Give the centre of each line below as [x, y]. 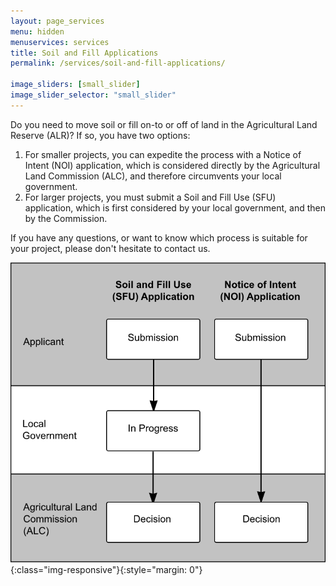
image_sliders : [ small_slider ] [75, 85]
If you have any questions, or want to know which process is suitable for [159, 237]
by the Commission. [66, 218]
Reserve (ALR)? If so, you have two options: [100, 135]
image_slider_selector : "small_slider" [93, 95]
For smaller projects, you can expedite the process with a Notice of [163, 154]
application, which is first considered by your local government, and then [175, 207]
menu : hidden [37, 31]
